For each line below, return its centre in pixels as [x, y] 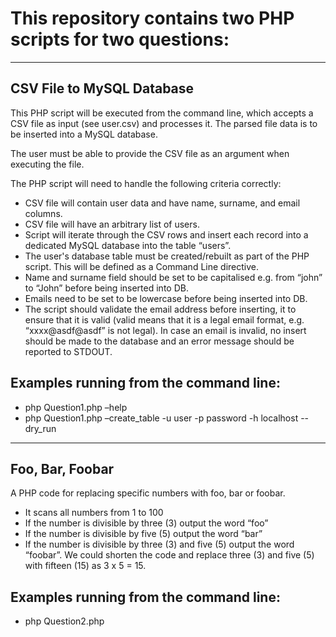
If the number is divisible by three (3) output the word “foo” [146, 523]
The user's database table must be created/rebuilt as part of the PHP [167, 256]
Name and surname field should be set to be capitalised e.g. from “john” [173, 277]
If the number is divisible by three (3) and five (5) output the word [159, 544]
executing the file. [47, 164]
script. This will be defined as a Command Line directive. [142, 266]
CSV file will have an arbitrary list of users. [112, 224]
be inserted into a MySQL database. [84, 134]
